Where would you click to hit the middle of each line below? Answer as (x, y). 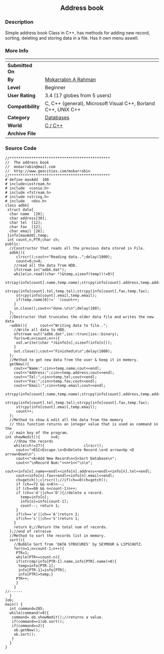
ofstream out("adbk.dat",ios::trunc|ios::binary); (66, 334)
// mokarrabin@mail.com (30, 167)
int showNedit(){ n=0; (32, 437)
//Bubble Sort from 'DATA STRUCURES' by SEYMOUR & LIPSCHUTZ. (78, 544)
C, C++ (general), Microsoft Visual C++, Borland (100, 103)
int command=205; (27, 609)
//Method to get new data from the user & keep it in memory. (74, 360)
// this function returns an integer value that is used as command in (84, 424)
